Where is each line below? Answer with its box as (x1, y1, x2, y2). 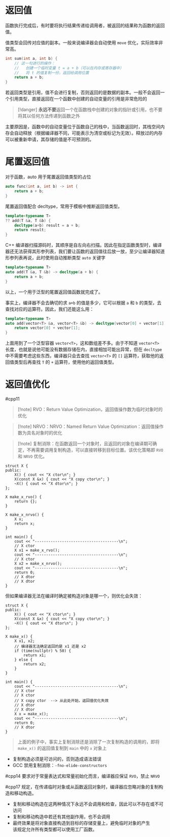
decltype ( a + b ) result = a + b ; (14, 223, 80, 228)
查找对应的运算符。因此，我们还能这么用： (5, 306, 94, 312)
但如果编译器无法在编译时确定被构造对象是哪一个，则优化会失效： (5, 593, 143, 599)
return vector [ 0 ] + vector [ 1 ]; (14, 325, 80, 330)
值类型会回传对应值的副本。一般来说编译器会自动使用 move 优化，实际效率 (5, 39, 159, 46)
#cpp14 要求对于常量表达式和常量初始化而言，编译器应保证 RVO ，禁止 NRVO (5, 773, 160, 779)
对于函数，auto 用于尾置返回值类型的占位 (5, 174, 91, 180)
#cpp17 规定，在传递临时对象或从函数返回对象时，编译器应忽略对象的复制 (5, 784, 159, 790)
